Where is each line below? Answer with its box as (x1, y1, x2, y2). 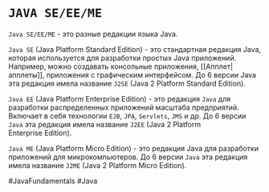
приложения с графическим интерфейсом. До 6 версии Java (46, 70, 257, 79)
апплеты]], (8, 70, 45, 79)
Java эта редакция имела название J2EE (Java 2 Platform (8, 119, 202, 129)
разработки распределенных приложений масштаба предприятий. (8, 102, 239, 112)
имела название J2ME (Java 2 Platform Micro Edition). (8, 160, 187, 170)
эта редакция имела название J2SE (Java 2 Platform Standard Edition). (8, 78, 247, 88)
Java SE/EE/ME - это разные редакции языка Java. (8, 29, 178, 38)
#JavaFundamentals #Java (8, 176, 98, 186)
